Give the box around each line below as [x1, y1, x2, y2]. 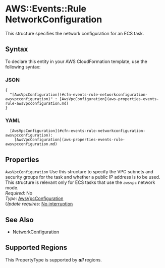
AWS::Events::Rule [5, 3, 87, 15]
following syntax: [5, 63, 41, 70]
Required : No [5, 190, 33, 196]
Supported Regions [5, 243, 68, 252]
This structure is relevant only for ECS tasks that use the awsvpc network [5, 179, 155, 185]
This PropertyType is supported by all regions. [5, 256, 102, 262]
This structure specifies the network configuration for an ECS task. [5, 30, 144, 36]
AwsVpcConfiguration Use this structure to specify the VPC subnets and [5, 169, 154, 175]
